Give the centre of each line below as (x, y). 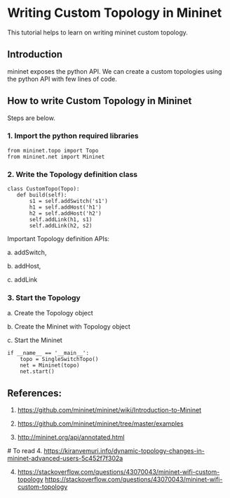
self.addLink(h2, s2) (61, 226)
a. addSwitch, (27, 253)
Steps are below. (32, 118)
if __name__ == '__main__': (48, 353)
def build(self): (42, 195)
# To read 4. (25, 451)
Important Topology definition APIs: (59, 239)
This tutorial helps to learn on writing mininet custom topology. (97, 32)
